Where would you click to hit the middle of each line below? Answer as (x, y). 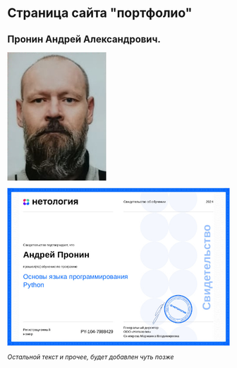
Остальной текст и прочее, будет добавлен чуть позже (91, 357)
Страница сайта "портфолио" (100, 13)
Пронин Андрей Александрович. (84, 39)
